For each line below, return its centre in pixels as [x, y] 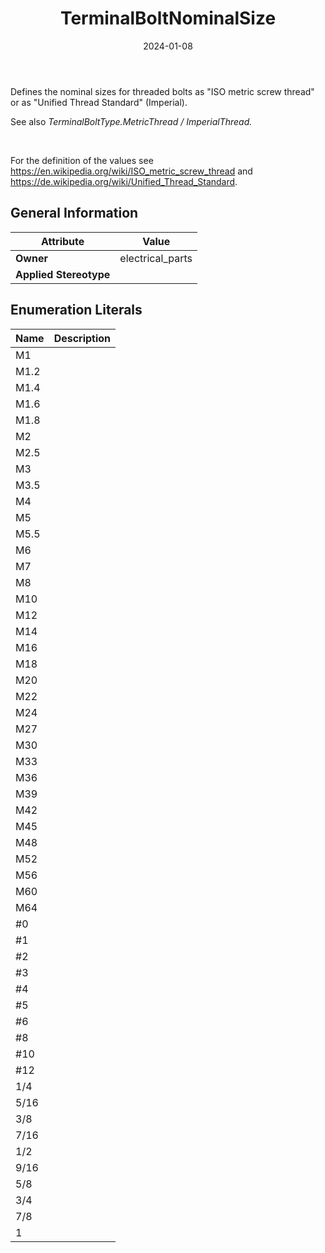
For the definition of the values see [82, 160]
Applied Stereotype [63, 274]
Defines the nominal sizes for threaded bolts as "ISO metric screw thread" [162, 91]
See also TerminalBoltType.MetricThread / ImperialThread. [131, 121]
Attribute [63, 241]
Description [82, 338]
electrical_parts [156, 258]
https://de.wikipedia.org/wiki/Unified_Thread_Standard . [124, 181]
